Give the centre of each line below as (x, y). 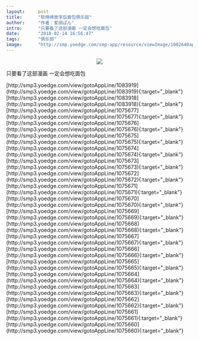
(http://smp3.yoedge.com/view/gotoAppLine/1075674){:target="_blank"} (95, 154)
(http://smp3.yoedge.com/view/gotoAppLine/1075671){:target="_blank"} (94, 192)
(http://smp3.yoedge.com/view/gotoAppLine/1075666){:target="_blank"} (95, 255)
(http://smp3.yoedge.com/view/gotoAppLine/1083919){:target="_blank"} (95, 91)
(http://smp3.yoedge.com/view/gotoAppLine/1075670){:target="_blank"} (95, 204)
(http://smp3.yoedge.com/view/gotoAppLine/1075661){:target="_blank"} (94, 318)
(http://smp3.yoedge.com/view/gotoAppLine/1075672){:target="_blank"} (95, 179)
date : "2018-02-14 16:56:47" (50, 34)
